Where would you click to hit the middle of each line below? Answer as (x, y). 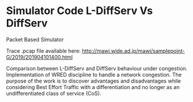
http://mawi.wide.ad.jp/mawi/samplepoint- (134, 50)
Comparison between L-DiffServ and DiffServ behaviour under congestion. (97, 68)
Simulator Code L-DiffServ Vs (79, 11)
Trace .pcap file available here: (44, 50)
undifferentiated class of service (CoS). (54, 93)
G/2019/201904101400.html (39, 57)
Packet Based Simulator (35, 39)
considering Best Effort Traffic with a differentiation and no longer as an (93, 87)
